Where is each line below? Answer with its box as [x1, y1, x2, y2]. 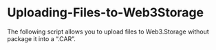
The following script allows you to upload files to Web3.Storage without [7, 27, 210, 36]
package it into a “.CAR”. [7, 34, 76, 42]
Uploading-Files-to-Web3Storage [7, 5, 204, 21]
